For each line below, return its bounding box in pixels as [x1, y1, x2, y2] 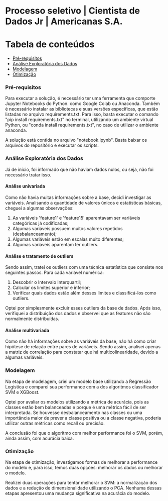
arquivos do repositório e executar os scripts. [5, 142, 99, 148]
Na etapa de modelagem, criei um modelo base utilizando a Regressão [5, 378, 151, 384]
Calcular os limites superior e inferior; [12, 284, 90, 291]
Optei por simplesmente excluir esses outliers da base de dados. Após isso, [5, 305, 162, 311]
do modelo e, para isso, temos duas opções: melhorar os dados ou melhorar [5, 464, 163, 470]
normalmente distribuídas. [5, 316, 59, 322]
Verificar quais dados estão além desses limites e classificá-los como [12, 290, 156, 296]
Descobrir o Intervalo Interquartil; [12, 279, 81, 285]
